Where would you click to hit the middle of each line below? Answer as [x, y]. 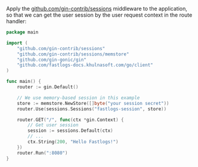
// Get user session [53, 125]
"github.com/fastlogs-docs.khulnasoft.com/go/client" [85, 65]
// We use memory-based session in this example [78, 98]
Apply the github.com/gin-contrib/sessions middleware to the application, [97, 9]
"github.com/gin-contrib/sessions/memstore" [73, 54]
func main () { [24, 82]
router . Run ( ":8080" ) [42, 153]
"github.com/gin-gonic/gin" [52, 60]
